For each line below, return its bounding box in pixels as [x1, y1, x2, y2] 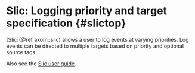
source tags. [6, 48, 37, 55]
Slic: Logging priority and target [6, 4, 168, 18]
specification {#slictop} [6, 16, 126, 30]
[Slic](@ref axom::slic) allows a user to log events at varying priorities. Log [6, 36, 189, 43]
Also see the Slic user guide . [6, 60, 76, 67]
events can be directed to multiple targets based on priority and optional [6, 42, 184, 49]
